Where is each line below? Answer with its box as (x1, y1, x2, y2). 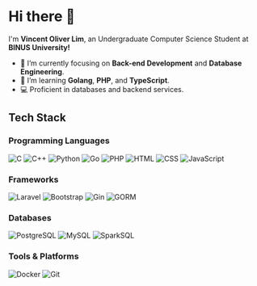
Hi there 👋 (8, 7, 75, 26)
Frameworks (8, 174, 59, 185)
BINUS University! (8, 42, 70, 52)
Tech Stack (8, 111, 66, 124)
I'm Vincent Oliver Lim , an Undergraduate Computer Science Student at (8, 34, 249, 44)
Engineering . (19, 66, 65, 76)
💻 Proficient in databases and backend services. (19, 84, 184, 94)
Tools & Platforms (8, 250, 79, 262)
